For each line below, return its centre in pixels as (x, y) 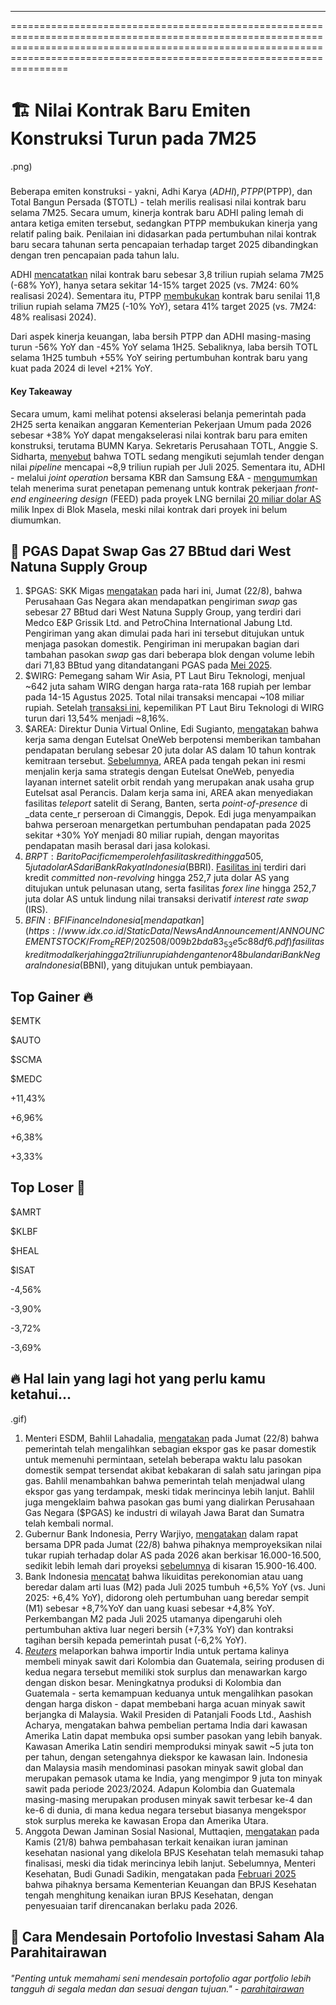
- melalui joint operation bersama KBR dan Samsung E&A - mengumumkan (164, 477)
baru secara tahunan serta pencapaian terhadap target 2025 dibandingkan (164, 245)
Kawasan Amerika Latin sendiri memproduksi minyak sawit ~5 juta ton (169, 1746)
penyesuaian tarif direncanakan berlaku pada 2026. (131, 1905)
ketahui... (41, 1394)
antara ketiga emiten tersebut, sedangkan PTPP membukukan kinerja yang (164, 223)
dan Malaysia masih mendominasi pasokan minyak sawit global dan (164, 1767)
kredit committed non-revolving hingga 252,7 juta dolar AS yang (157, 878)
